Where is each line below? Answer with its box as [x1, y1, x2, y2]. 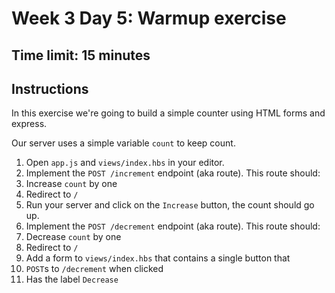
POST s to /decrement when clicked [25, 263, 164, 275]
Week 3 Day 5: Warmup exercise [11, 7, 287, 30]
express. [11, 118, 48, 130]
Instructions [11, 80, 89, 97]
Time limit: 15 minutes [11, 47, 151, 64]
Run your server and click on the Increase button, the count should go [25, 199, 315, 211]
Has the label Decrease [25, 273, 119, 286]
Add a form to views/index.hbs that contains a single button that [25, 252, 291, 264]
